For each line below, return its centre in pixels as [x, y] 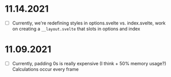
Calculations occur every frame [45, 69]
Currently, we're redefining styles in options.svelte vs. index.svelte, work [89, 23]
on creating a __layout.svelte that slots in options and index [76, 29]
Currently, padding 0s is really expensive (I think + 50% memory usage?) [89, 63]
